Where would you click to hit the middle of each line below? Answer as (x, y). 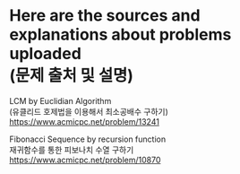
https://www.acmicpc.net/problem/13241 (84, 121)
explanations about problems (120, 35)
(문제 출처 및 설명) (72, 76)
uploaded (46, 54)
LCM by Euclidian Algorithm (60, 100)
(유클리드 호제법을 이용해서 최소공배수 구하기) (89, 111)
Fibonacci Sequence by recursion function (88, 139)
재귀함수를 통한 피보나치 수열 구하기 (72, 150)
